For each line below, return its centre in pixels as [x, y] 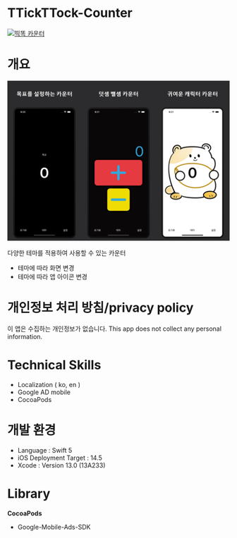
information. [25, 337]
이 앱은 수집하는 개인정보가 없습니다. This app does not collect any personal [115, 329]
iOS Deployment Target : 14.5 [60, 458]
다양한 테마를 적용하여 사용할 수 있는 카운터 [67, 253]
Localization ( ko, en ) [49, 384]
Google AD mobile [44, 392]
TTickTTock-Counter [70, 13]
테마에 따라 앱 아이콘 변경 [53, 277]
